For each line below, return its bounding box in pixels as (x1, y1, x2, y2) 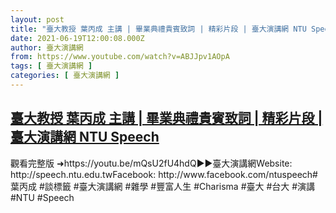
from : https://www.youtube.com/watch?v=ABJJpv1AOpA (10, 52, 230, 62)
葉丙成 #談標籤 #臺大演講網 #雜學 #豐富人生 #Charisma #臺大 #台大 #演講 (10, 180, 316, 192)
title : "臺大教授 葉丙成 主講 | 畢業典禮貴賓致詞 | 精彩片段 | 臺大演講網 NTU (10, 24, 307, 34)
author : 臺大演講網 (10, 42, 84, 53)
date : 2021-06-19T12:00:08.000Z (10, 33, 145, 43)
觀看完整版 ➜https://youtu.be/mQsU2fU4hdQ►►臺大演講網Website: (10, 157, 293, 169)
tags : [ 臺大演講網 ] (10, 61, 93, 71)
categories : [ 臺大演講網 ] (10, 71, 120, 81)
